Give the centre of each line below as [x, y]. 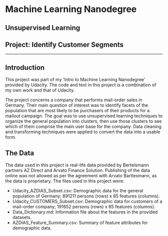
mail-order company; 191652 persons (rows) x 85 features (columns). [84, 207]
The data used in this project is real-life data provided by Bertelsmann [77, 165]
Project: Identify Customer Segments [64, 44]
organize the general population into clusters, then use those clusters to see [83, 121]
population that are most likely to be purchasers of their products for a [77, 111]
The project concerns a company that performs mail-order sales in [74, 100]
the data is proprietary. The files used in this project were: [65, 181]
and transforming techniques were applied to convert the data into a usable [83, 132]
